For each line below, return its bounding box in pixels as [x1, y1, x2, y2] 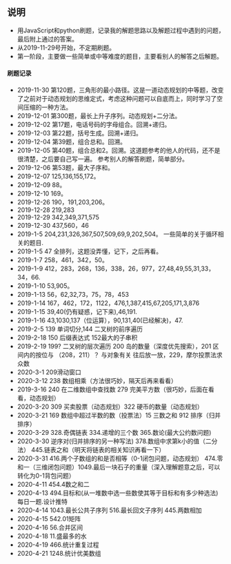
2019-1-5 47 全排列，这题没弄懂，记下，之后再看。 [17, 247, 163, 255]
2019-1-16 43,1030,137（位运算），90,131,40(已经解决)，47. [17, 316, 183, 324]
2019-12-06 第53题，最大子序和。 [17, 164, 114, 172]
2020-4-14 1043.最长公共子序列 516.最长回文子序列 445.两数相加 [17, 506, 202, 514]
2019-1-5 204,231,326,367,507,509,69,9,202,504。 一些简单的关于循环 [17, 230, 219, 238]
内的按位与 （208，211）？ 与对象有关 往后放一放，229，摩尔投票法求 [23, 351, 223, 359]
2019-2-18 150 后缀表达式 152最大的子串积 [17, 333, 138, 342]
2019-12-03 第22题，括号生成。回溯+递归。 [17, 129, 143, 137]
